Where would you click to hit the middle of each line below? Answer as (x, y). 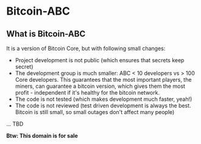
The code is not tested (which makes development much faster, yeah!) (104, 99)
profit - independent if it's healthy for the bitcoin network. (87, 92)
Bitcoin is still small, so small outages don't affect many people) (95, 112)
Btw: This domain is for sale (42, 136)
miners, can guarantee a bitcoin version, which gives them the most (100, 86)
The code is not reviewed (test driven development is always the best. (103, 106)
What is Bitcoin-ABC (46, 34)
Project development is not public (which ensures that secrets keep (100, 60)
